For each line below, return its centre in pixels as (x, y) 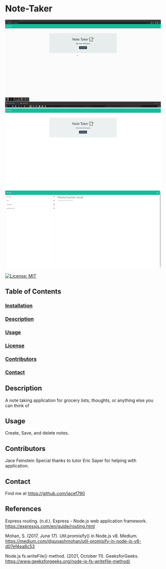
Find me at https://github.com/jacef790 (45, 493)
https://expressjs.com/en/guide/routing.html (50, 526)
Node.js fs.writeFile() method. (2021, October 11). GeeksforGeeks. (72, 556)
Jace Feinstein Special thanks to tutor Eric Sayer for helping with (71, 461)
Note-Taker (29, 9)
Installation (19, 306)
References (23, 509)
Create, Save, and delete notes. (37, 433)
